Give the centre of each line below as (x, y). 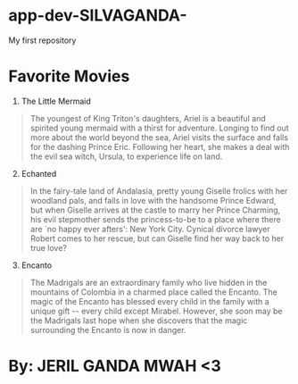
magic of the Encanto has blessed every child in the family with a (149, 301)
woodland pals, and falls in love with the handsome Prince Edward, (153, 200)
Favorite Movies (69, 76)
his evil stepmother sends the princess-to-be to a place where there (156, 219)
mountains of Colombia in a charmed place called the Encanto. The (153, 292)
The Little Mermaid (56, 101)
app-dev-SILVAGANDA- (98, 16)
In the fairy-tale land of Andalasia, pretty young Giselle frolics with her (159, 191)
